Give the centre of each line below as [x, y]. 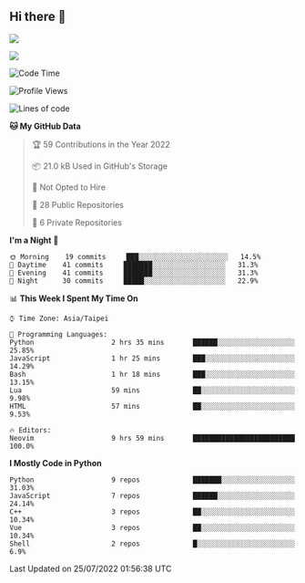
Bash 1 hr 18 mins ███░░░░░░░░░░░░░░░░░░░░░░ [152, 374]
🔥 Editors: [30, 430]
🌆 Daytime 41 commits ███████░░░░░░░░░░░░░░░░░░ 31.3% [134, 265]
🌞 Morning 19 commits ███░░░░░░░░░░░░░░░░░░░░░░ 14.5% [135, 256]
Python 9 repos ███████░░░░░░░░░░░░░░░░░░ [152, 480]
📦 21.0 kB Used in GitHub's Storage [100, 166]
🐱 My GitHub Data [46, 126]
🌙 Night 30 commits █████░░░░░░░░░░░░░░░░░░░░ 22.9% [134, 281]
